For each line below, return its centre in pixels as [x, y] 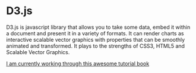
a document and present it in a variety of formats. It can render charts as [95, 33]
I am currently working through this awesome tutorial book [78, 64]
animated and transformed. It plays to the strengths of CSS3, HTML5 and [96, 46]
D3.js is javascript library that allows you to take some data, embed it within [98, 27]
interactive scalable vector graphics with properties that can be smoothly [96, 39]
